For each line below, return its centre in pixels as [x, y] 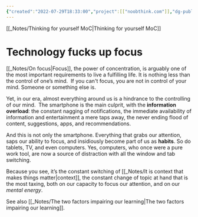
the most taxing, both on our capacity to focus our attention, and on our [93, 183]
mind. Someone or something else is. [51, 87]
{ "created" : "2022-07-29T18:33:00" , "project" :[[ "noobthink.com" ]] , [89, 11]
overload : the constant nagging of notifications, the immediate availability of [99, 111]
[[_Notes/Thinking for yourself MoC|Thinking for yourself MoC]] [84, 28]
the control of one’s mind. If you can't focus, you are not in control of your [96, 81]
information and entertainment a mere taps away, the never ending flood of [97, 117]
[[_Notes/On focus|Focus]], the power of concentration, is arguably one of [96, 68]
